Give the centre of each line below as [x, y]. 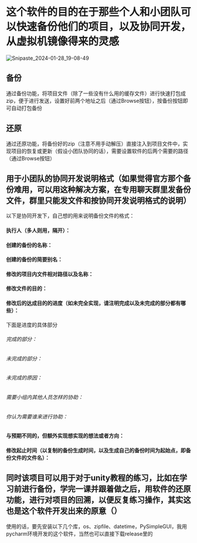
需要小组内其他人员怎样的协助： [45, 397]
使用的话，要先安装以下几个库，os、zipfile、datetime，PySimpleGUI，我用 [97, 526]
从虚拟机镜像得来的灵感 [63, 41]
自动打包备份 [26, 108]
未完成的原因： [24, 378]
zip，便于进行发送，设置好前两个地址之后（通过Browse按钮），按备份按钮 [95, 100]
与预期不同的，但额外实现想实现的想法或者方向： [65, 436]
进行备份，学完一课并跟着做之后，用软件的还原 [106, 489]
